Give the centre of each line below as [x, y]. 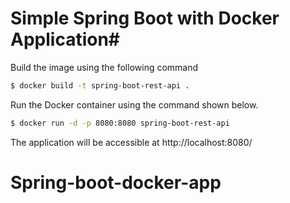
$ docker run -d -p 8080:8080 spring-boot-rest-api [120, 123]
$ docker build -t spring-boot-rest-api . [100, 85]
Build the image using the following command [104, 67]
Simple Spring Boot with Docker [145, 18]
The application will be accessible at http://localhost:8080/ [131, 142]
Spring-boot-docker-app [116, 182]
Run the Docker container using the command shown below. [134, 104]
